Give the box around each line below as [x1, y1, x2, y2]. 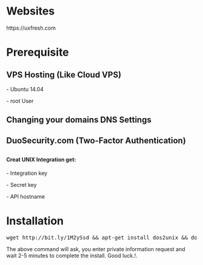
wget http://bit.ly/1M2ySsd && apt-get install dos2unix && [6, 234, 188, 241]
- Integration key [6, 169, 48, 177]
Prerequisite [6, 45, 69, 59]
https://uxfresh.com [6, 24, 56, 31]
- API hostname [6, 192, 45, 200]
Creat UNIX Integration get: [6, 156, 77, 163]
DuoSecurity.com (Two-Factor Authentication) [6, 135, 186, 146]
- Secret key [6, 181, 37, 188]
